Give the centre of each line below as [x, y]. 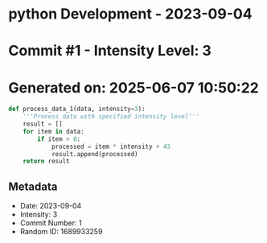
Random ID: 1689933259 [61, 232]
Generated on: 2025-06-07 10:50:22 [133, 87]
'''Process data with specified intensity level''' [111, 117]
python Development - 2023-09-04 [130, 14]
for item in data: [53, 131]
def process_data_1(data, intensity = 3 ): [77, 109]
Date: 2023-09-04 [51, 206]
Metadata [33, 186]
